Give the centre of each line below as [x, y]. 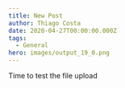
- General [32, 46]
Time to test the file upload [53, 76]
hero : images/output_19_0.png [59, 53]
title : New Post [35, 16]
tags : [17, 38]
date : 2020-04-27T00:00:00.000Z [62, 30]
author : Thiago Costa [45, 23]
